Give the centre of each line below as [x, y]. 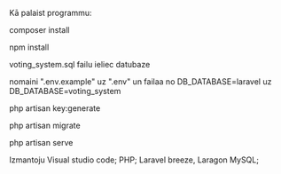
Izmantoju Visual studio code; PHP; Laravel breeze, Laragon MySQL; [134, 160]
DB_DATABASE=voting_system [65, 91]
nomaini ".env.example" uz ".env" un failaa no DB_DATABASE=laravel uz [140, 82]
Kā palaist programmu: [51, 13]
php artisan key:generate [55, 108]
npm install [29, 47]
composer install [39, 30]
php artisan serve [41, 142]
